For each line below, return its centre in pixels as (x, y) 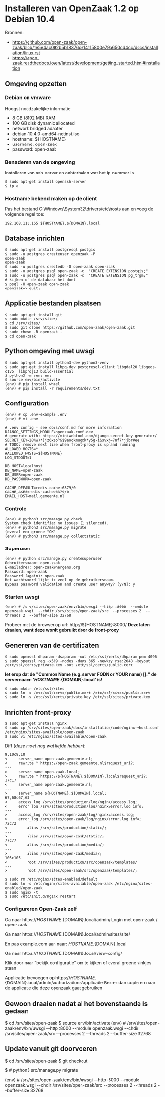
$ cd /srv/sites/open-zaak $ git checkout (46, 1061)
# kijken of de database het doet (41, 280)
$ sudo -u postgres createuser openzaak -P (50, 254)
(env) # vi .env (22, 419)
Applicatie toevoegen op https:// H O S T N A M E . (51, 978)
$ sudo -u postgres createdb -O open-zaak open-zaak (60, 267)
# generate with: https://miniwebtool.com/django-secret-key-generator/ (81, 436)
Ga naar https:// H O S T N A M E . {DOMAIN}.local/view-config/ (64, 953)
